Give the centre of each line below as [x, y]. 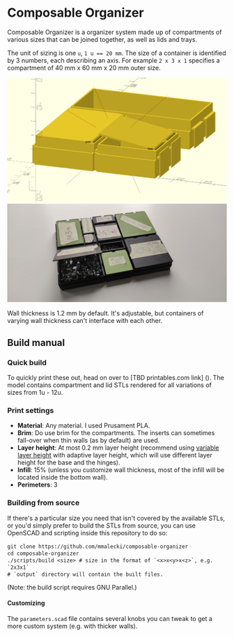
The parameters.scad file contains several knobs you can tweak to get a [110, 618]
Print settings [31, 410]
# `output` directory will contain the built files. [85, 574]
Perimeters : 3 [37, 485]
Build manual [36, 343]
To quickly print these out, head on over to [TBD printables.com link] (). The [116, 377]
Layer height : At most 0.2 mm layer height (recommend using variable [118, 448]
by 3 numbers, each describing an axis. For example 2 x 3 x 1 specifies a [114, 60]
